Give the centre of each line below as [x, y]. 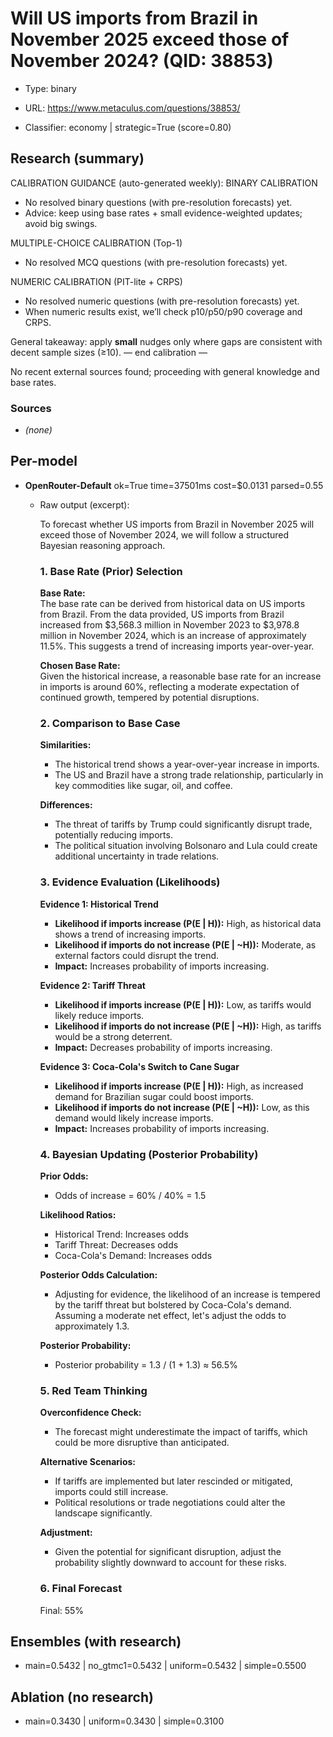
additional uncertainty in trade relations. [137, 856]
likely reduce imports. [99, 1015]
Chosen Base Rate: [80, 666]
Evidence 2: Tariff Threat [92, 985]
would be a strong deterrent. [113, 1036]
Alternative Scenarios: [87, 1462]
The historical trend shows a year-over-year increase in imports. [187, 764]
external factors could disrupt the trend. [137, 955]
